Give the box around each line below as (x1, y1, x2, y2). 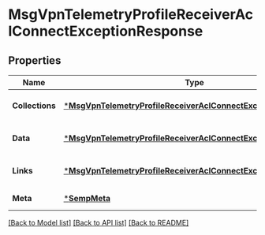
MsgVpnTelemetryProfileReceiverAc (8, 6, 254, 24)
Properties (8, 54, 62, 67)
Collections (12, 100, 57, 111)
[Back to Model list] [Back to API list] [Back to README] (8, 218, 189, 227)
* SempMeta (63, 193, 110, 203)
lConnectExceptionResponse (8, 22, 203, 40)
